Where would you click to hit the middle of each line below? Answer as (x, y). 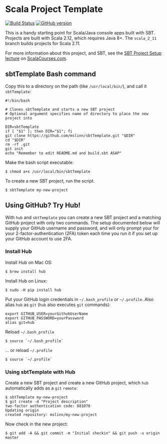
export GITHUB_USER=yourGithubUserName (47, 313)
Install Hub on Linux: (26, 280)
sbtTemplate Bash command (51, 74)
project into (19, 118)
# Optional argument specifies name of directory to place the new (77, 113)
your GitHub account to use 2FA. (39, 238)
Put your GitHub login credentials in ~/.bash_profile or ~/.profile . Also (79, 299)
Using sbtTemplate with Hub (40, 372)
